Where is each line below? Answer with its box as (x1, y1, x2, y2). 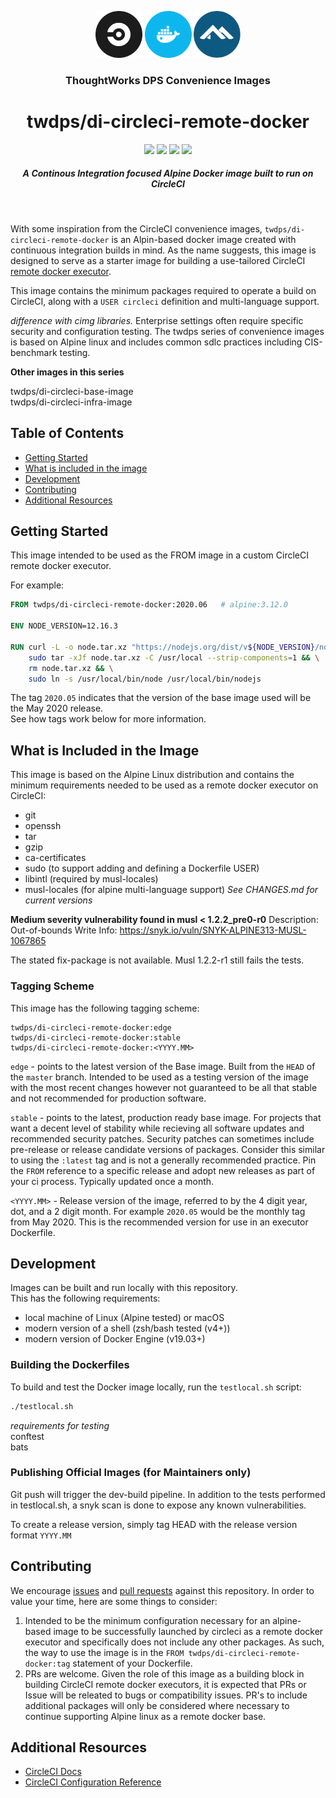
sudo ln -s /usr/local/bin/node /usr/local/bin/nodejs (28, 674, 262, 684)
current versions (24, 894, 93, 906)
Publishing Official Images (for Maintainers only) (10, 1466, 252, 1480)
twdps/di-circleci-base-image (10, 385, 134, 397)
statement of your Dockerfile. (72, 1657, 193, 1669)
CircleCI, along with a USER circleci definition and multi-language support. (10, 295, 320, 307)
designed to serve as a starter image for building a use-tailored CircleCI (10, 254, 306, 266)
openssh (24, 820, 62, 832)
